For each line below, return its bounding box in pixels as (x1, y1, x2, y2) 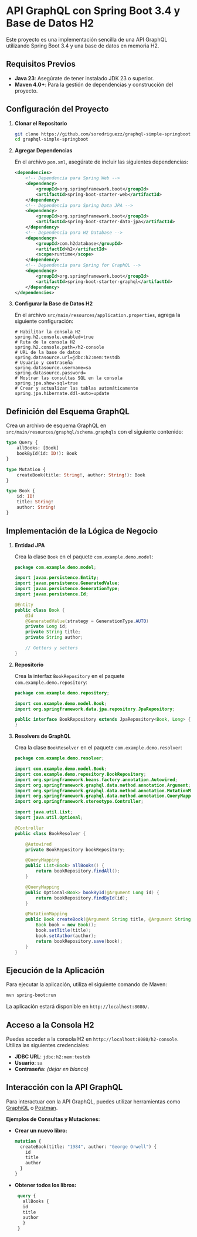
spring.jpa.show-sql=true (14, 380, 78, 386)
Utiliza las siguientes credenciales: (6, 1041, 90, 1048)
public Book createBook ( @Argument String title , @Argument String (25, 916, 191, 922)
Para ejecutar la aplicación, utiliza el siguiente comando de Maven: (6, 981, 167, 988)
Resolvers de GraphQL (14, 732, 71, 740)
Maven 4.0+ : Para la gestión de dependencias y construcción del (14, 81, 174, 88)
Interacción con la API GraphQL (6, 1082, 123, 1092)
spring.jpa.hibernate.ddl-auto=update (14, 391, 110, 397)
